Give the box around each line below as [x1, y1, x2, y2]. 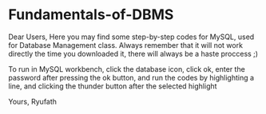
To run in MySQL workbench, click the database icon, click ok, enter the [8, 64, 245, 73]
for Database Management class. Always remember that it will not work [8, 40, 244, 49]
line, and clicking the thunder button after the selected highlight [8, 81, 217, 91]
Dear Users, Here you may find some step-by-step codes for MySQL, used [8, 32, 255, 41]
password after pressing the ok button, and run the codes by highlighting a [8, 73, 254, 82]
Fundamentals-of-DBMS [8, 6, 174, 24]
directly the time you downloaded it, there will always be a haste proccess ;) [8, 49, 258, 58]
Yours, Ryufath [8, 96, 58, 106]
